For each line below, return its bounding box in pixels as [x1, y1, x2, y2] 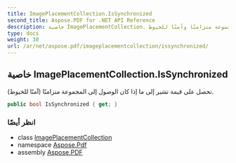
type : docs [7, 29, 39, 37]
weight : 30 [7, 36, 39, 43]
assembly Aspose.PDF [17, 148, 83, 156]
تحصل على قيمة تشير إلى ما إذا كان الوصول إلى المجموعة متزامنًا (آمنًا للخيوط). [7, 87, 214, 95]
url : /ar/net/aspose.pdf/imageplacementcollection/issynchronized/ [7, 43, 209, 50]
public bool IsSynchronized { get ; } [7, 101, 118, 108]
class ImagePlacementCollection [17, 133, 112, 141]
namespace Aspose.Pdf [17, 141, 87, 149]
